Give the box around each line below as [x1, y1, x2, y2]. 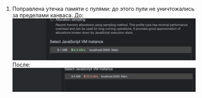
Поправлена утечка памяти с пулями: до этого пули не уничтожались [12, 5, 195, 12]
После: [12, 61, 31, 68]
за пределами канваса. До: [12, 12, 84, 19]
